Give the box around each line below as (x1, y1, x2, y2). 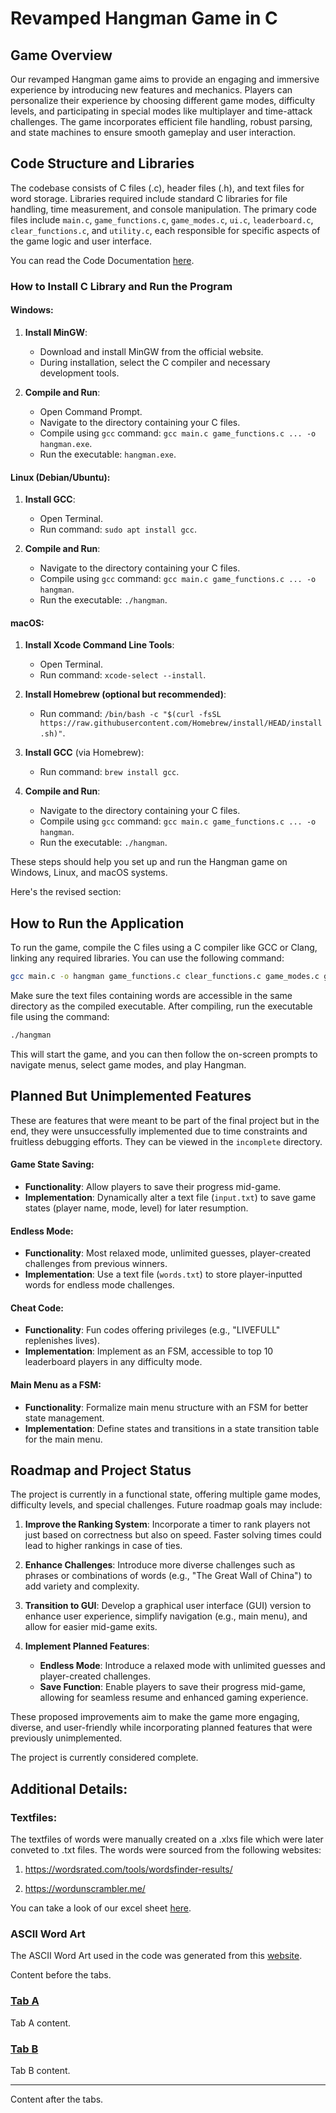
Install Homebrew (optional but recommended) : (24, 688, 227, 701)
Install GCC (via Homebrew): (24, 747, 145, 759)
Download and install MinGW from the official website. (39, 345, 264, 357)
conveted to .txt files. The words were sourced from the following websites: (10, 1844, 322, 1856)
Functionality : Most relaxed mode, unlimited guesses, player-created (24, 1247, 312, 1259)
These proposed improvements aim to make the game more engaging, (10, 1711, 300, 1723)
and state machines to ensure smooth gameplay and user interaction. (10, 127, 296, 138)
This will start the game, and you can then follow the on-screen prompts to (10, 1048, 318, 1060)
